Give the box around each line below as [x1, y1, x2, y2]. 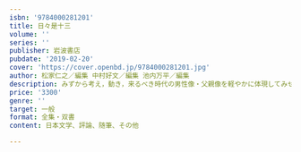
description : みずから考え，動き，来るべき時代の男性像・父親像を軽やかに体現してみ [9, 80, 288, 89]
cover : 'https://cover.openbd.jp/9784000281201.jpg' [9, 63, 211, 72]
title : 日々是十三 [9, 21, 72, 30]
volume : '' [9, 30, 50, 38]
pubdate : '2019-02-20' [9, 55, 94, 63]
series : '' [9, 38, 50, 47]
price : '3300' [9, 88, 63, 97]
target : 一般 [9, 105, 56, 114]
